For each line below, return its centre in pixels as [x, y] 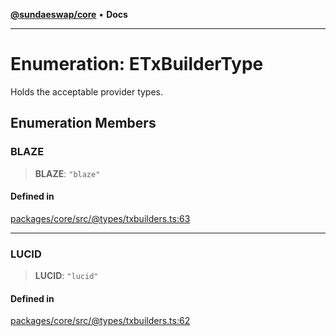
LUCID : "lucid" [66, 276]
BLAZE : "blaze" [67, 173]
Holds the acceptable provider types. [87, 91]
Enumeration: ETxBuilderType [137, 64]
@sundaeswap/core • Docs [69, 14]
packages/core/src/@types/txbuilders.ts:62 [100, 321]
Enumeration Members [83, 123]
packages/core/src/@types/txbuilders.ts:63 [100, 218]
